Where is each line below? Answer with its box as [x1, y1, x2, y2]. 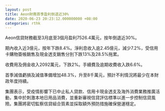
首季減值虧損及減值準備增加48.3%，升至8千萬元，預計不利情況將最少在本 [5, 72, 155, 78]
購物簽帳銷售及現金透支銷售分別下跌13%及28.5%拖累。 [9, 51, 122, 57]
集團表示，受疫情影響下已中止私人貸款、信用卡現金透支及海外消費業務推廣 [5, 89, 156, 94]
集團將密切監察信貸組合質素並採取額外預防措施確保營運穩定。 [13, 101, 138, 107]
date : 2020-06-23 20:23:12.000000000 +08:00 [5, 16, 98, 21]
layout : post [5, 7, 32, 12]
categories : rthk [5, 21, 41, 26]
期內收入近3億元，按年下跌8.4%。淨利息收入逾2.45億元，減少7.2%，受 [5, 45, 150, 51]
